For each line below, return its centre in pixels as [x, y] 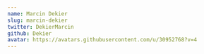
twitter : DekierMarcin [41, 27]
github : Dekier [30, 33]
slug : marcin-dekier [38, 20]
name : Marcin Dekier [38, 14]
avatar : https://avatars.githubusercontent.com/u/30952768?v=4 [102, 40]
